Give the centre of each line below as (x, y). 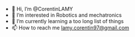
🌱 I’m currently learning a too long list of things (67, 21)
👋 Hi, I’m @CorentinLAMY (42, 9)
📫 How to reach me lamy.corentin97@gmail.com (70, 28)
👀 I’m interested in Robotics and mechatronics (67, 15)
